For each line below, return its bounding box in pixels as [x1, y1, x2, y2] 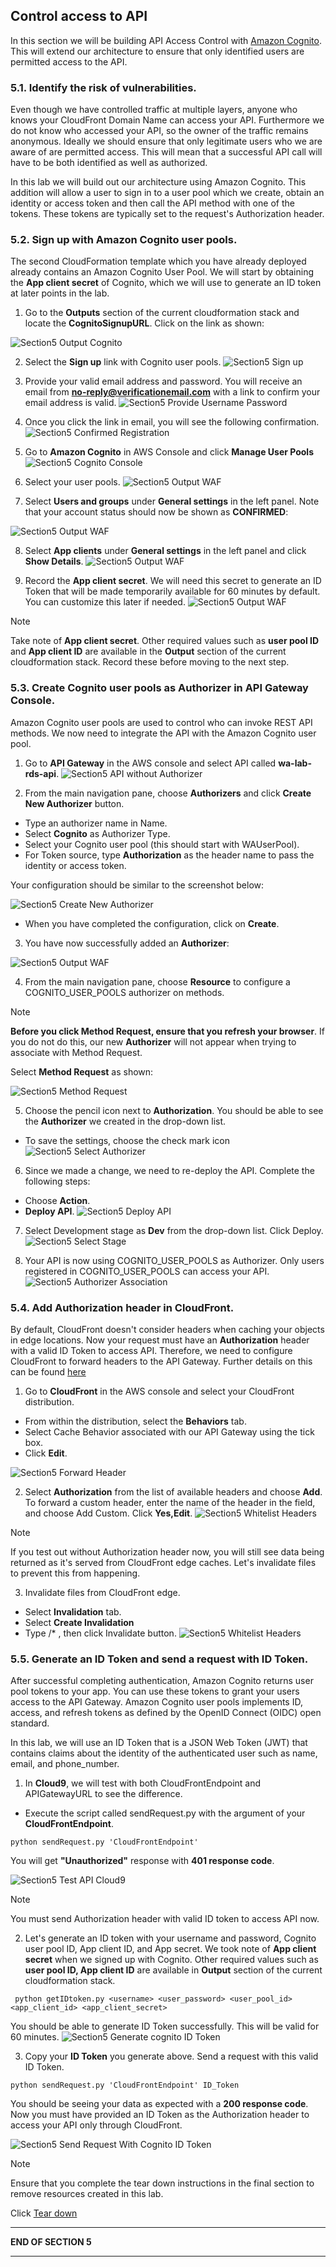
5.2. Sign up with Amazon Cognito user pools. [10, 233, 238, 247]
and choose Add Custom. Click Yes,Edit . [24, 1507, 193, 1519]
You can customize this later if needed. [24, 596, 186, 608]
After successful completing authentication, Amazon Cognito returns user [10, 1675, 314, 1687]
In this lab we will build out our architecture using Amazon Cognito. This [10, 176, 307, 188]
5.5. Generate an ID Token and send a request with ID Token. [10, 1652, 309, 1666]
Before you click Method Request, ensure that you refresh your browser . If [10, 1025, 326, 1037]
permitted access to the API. [10, 55, 128, 68]
